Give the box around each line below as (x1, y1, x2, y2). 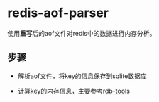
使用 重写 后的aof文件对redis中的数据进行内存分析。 (7, 29, 156, 37)
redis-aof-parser (7, 5, 109, 21)
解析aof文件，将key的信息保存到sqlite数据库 (17, 72, 147, 80)
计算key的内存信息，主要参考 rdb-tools (17, 87, 130, 95)
